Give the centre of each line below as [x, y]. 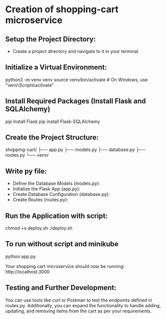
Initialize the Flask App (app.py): [46, 189]
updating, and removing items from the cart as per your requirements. [78, 311]
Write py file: [26, 171]
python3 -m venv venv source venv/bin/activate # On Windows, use [77, 80]
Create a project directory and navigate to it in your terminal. [76, 51]
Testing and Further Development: [61, 288]
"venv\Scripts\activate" [30, 85]
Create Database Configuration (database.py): [61, 194]
